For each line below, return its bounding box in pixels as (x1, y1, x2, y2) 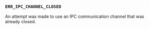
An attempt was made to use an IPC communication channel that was (5, 14, 145, 19)
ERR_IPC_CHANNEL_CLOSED (5, 4, 62, 9)
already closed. (5, 19, 36, 25)
